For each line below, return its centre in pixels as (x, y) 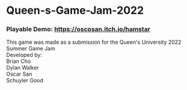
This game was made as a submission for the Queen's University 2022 (94, 42)
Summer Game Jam (31, 49)
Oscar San (19, 74)
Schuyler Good (25, 80)
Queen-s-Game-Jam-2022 (75, 10)
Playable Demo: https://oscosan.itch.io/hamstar (78, 29)
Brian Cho (19, 61)
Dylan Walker (23, 68)
